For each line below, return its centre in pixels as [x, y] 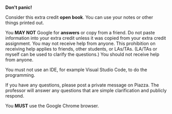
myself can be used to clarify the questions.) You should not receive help [82, 54]
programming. [20, 75]
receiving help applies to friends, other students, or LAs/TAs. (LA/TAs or [81, 49]
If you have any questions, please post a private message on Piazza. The [82, 85]
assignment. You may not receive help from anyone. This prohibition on [80, 43]
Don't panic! [19, 7]
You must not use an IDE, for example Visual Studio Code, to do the [76, 70]
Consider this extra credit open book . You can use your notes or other [79, 17]
